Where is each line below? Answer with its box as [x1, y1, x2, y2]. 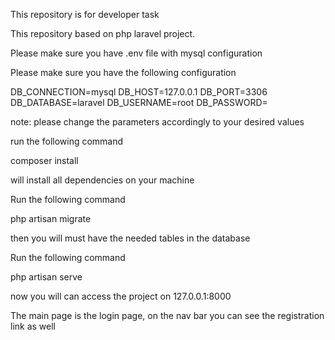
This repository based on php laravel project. [10, 28, 196, 39]
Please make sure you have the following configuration [10, 67, 237, 78]
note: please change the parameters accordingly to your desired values [10, 116, 305, 128]
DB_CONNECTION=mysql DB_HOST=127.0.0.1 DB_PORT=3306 [10, 86, 268, 98]
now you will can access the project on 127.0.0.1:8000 [10, 290, 232, 302]
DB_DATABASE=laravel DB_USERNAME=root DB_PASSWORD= [10, 97, 268, 108]
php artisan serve [10, 271, 83, 283]
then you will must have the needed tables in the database [10, 232, 251, 244]
